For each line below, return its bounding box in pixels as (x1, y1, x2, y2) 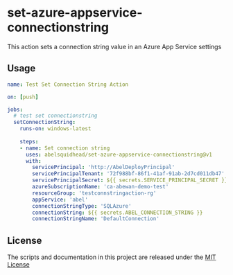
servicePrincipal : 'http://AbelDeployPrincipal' (32, 164, 175, 171)
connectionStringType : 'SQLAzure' (32, 202, 132, 209)
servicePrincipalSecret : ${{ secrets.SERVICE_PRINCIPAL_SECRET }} (32, 177, 228, 184)
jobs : (7, 106, 23, 113)
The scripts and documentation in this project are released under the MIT (7, 253, 216, 261)
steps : (19, 138, 39, 145)
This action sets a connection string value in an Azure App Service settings (7, 42, 222, 51)
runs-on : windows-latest (19, 125, 92, 132)
